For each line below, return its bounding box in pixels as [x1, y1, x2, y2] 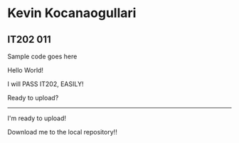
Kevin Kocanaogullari [7, 5, 137, 21]
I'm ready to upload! [7, 114, 66, 122]
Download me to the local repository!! [7, 128, 117, 136]
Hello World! [7, 66, 44, 74]
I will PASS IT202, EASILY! [7, 80, 84, 88]
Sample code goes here [7, 52, 78, 60]
